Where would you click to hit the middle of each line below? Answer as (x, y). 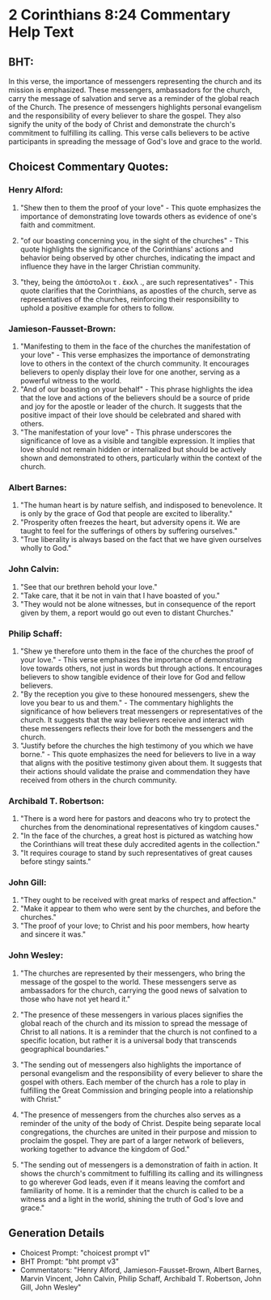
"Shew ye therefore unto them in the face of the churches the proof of (137, 651)
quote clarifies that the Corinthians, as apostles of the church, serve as (138, 290)
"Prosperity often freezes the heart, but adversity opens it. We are (130, 523)
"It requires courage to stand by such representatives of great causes (136, 853)
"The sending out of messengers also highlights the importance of (131, 1065)
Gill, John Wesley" (51, 1287)
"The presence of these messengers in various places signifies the (131, 1014)
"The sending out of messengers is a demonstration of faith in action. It (139, 1164)
